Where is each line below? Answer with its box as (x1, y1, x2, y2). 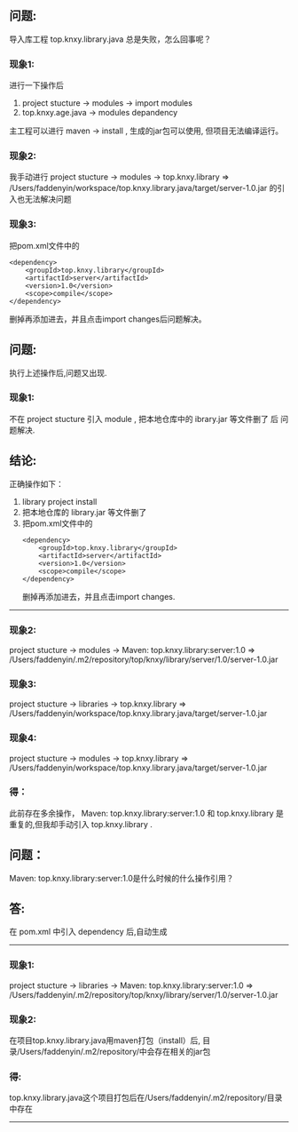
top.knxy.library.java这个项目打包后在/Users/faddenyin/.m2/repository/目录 (9, 1092, 283, 1104)
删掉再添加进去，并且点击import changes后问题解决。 (9, 314, 207, 324)
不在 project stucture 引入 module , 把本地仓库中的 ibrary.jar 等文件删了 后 (9, 413, 279, 424)
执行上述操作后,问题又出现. (9, 367, 108, 378)
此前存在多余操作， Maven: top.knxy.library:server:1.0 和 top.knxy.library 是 (9, 808, 284, 818)
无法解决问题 (24, 194, 72, 204)
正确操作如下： (9, 478, 64, 489)
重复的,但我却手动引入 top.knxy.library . (9, 818, 153, 829)
